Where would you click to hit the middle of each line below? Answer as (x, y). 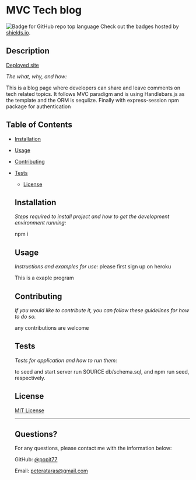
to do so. (25, 317)
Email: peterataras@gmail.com (51, 471)
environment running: (40, 223)
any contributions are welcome (52, 328)
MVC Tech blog (44, 10)
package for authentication (38, 106)
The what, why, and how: (36, 76)
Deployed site (23, 65)
